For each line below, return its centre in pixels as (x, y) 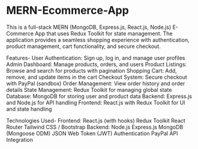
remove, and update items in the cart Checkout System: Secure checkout (97, 77)
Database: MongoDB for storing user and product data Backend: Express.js (99, 96)
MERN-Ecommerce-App (67, 11)
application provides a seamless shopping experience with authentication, (98, 40)
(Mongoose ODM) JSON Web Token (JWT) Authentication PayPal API (92, 133)
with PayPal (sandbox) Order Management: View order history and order (96, 83)
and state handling (29, 109)
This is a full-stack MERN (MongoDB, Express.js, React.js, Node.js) (89, 27)
